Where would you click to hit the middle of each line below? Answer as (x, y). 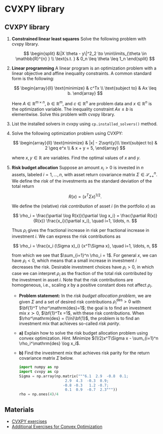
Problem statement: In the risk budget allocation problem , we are (85, 296)
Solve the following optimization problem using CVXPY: (67, 133)
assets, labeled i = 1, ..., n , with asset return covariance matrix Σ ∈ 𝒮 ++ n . (84, 175)
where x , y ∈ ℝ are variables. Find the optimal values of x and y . (76, 158)
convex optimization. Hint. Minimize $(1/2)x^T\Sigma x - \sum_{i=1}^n (89, 338)
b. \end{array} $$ (85, 93)
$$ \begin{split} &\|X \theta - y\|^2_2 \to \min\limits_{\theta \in (85, 53)
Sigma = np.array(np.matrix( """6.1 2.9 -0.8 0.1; (74, 376)
